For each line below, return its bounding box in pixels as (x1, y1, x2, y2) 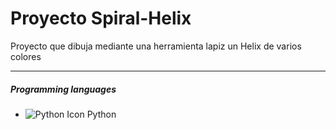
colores (10, 50, 42, 62)
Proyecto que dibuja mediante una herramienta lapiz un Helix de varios (10, 40, 302, 52)
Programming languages (10, 83, 117, 95)
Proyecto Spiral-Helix (10, 7, 192, 30)
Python (86, 108, 117, 120)
